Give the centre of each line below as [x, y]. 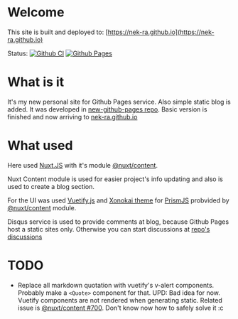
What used [40, 146]
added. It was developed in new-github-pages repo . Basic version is [107, 109]
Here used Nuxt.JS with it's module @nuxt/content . [83, 165]
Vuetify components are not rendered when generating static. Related [120, 300]
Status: [18, 53]
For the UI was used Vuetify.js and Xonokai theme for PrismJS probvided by [118, 200]
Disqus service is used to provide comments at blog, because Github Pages [118, 222]
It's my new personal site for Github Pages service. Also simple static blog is [119, 102]
